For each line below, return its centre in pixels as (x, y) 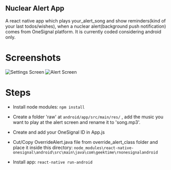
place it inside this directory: (43, 147)
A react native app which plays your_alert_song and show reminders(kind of (85, 20)
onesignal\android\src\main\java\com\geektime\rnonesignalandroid (85, 152)
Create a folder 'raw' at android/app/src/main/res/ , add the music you (88, 117)
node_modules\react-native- (104, 148)
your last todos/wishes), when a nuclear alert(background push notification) (86, 26)
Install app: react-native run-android (53, 162)
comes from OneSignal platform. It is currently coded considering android (83, 31)
